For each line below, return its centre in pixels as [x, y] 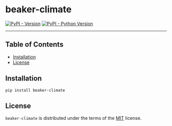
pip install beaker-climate [35, 90]
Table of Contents [35, 45]
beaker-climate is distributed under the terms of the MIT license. [73, 118]
